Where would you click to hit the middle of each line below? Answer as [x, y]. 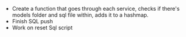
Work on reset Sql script [42, 27]
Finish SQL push [32, 21]
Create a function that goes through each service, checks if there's [96, 9]
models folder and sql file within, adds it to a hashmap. [80, 15]
